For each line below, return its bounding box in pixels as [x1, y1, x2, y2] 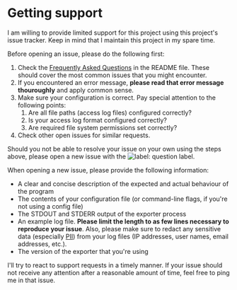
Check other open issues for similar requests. [17, 131, 151, 139]
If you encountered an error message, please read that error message [17, 78, 224, 86]
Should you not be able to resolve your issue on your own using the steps [7, 144, 221, 153]
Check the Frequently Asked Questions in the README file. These [17, 63, 210, 71]
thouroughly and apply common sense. [17, 86, 134, 94]
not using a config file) [17, 202, 83, 210]
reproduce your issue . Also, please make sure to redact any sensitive [17, 224, 221, 233]
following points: [17, 100, 67, 109]
